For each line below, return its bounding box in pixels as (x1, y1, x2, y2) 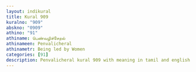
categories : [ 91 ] (6, 52, 49, 57)
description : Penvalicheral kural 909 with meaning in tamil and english (6, 57, 191, 63)
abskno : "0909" (6, 24, 43, 31)
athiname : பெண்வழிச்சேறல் (6, 35, 66, 41)
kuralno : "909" (6, 19, 43, 25)
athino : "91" (6, 30, 38, 36)
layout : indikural (6, 8, 51, 15)
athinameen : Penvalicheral (6, 41, 72, 47)
